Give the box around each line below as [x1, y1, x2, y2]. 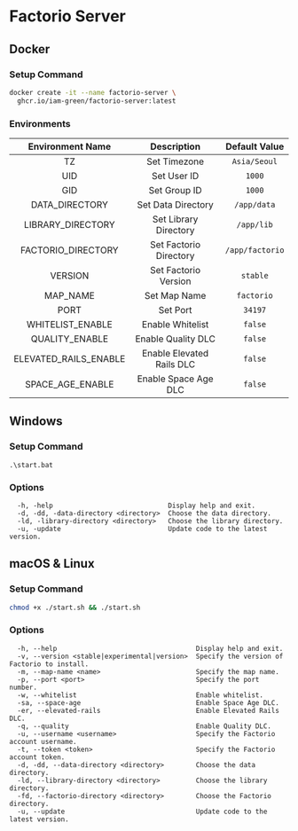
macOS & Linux [9, 556, 95, 571]
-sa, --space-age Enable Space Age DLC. [17, 698, 279, 707]
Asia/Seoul [231, 156, 278, 166]
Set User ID [151, 169, 200, 182]
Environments [9, 117, 71, 129]
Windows [9, 414, 63, 429]
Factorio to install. [9, 659, 90, 669]
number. [9, 683, 38, 692]
